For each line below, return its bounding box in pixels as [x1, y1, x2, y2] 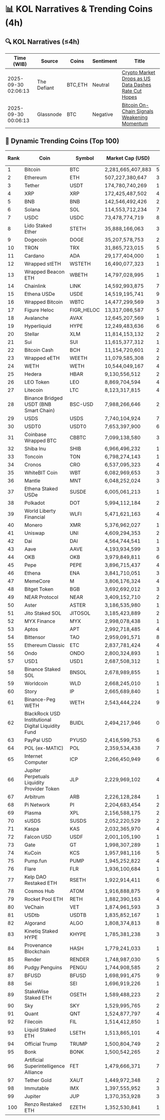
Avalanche [24, 315, 49, 321]
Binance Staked [24, 665, 61, 672]
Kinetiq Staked [24, 927, 58, 934]
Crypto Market [122, 69, 156, 76]
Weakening [122, 114, 148, 121]
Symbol [75, 154, 94, 161]
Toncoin [24, 453, 43, 460]
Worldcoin [24, 680, 48, 687]
